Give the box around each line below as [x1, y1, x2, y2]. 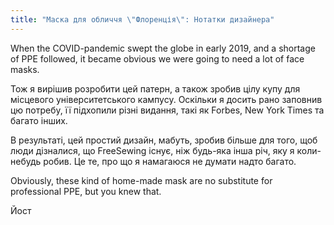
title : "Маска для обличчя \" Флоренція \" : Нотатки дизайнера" [10, 14, 275, 25]
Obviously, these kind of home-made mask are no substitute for [10, 174, 273, 186]
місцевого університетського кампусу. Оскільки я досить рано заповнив [10, 93, 323, 105]
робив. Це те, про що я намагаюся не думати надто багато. [43, 155, 297, 167]
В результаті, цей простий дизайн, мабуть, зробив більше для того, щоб [10, 134, 318, 146]
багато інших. [10, 114, 68, 126]
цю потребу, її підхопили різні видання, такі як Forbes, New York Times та [10, 104, 325, 116]
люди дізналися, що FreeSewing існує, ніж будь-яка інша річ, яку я [10, 144, 295, 156]
